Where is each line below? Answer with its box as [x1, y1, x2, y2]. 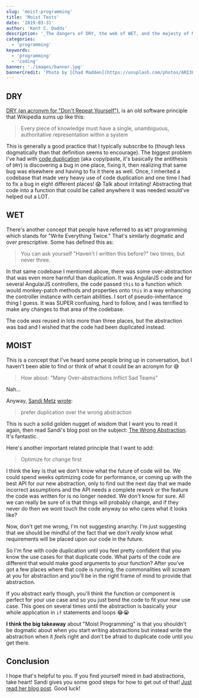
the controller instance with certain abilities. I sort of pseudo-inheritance [6, 293, 182, 300]
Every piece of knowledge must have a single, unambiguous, [20, 125, 169, 132]
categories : [6, 36, 36, 42]
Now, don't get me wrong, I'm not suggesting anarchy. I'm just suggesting [6, 522, 187, 530]
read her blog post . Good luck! [6, 684, 81, 691]
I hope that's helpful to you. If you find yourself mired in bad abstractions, [6, 672, 185, 679]
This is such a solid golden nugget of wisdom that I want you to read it [6, 420, 178, 427]
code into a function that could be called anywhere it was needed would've [6, 187, 190, 194]
